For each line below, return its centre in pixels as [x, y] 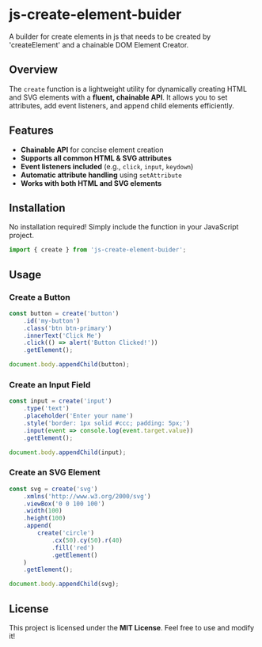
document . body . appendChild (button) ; [69, 365]
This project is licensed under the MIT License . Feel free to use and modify [132, 627]
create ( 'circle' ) [66, 533]
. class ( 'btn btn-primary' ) [68, 328]
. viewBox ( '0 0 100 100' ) [64, 504]
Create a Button [40, 297]
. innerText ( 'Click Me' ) [63, 335]
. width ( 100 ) [43, 511]
